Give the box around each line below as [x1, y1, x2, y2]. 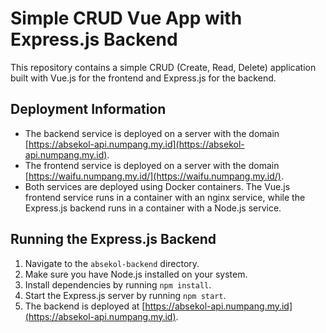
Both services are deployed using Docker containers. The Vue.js [24, 180, 291, 192]
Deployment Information [10, 101, 167, 118]
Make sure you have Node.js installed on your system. [24, 268, 248, 280]
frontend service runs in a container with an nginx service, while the [24, 191, 306, 203]
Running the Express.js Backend [10, 231, 217, 248]
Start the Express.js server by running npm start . [24, 289, 227, 301]
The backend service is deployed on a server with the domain [24, 127, 280, 139]
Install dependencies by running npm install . [24, 278, 212, 291]
